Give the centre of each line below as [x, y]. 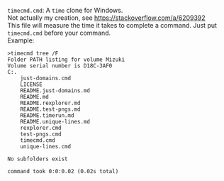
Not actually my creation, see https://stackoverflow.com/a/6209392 [106, 18]
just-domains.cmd [46, 78]
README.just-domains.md [55, 91]
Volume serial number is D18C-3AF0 [60, 66]
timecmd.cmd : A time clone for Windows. [65, 10]
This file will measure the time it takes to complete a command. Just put [112, 25]
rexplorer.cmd [41, 128]
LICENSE [31, 84]
